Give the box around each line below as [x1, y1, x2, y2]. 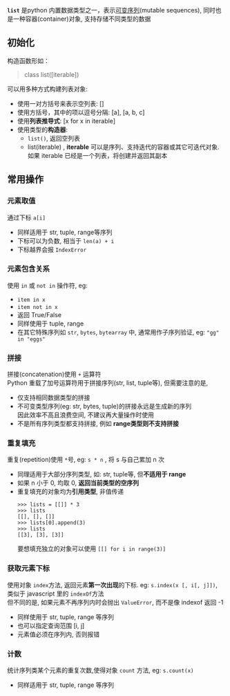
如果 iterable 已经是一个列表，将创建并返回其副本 [27, 151, 168, 159]
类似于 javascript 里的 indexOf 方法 [7, 589, 104, 598]
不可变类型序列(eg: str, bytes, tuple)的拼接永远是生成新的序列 [17, 402, 192, 411]
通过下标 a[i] [7, 213, 46, 222]
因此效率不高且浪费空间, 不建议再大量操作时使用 [17, 411, 154, 419]
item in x [17, 296, 46, 303]
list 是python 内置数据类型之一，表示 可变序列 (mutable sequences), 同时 [7, 6, 216, 14]
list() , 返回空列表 [27, 134, 81, 142]
